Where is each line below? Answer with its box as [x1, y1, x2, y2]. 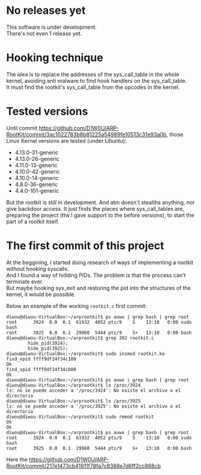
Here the [6, 456, 28, 463]
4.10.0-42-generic [14, 168, 60, 175]
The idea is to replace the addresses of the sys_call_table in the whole [6, 70, 180, 78]
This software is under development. [6, 23, 97, 31]
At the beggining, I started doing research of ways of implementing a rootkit [6, 259, 194, 266]
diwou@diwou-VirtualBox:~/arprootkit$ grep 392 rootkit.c [6, 334, 154, 341]
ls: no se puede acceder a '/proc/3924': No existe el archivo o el [6, 387, 181, 393]
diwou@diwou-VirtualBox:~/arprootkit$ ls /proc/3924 [6, 382, 141, 388]
